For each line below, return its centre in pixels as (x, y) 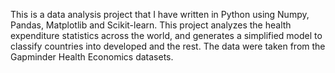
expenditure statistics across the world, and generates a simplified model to (166, 35)
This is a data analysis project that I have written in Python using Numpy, (160, 14)
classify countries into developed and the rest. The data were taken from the (168, 46)
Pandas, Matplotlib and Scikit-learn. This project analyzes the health (151, 25)
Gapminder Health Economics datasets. (92, 57)
